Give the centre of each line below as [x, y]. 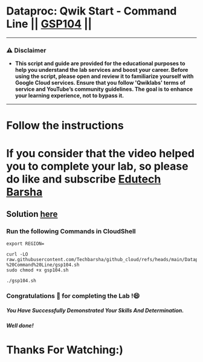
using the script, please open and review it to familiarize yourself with [104, 76]
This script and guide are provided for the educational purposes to [100, 63]
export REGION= [25, 244]
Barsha [24, 192]
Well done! [20, 326]
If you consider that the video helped [101, 153]
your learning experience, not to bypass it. [69, 95]
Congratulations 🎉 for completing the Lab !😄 [73, 296]
